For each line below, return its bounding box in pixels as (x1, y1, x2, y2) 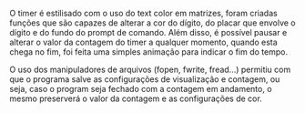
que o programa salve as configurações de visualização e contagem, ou (9, 74, 280, 85)
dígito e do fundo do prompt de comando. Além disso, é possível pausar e (9, 27, 288, 37)
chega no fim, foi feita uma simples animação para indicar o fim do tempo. (9, 46, 289, 57)
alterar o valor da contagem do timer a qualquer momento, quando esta (9, 36, 278, 47)
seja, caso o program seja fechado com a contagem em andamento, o (9, 84, 272, 94)
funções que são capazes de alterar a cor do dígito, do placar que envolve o (9, 17, 296, 28)
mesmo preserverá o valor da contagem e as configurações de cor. (9, 93, 262, 104)
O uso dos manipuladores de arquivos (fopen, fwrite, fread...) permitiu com (9, 64, 291, 75)
